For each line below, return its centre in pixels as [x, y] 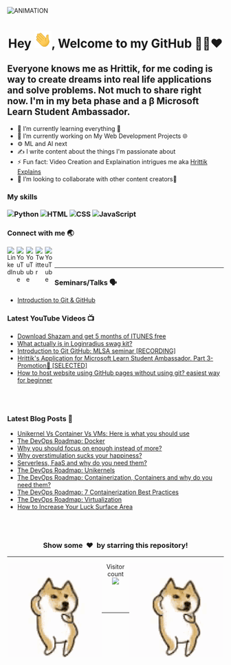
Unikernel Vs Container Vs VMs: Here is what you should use [103, 433]
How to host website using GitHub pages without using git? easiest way [118, 373]
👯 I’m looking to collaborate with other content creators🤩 [97, 178]
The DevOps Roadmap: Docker [61, 440]
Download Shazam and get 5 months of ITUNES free [91, 336]
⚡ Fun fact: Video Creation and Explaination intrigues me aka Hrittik [112, 161]
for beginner [35, 380]
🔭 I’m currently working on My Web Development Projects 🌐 [102, 136]
